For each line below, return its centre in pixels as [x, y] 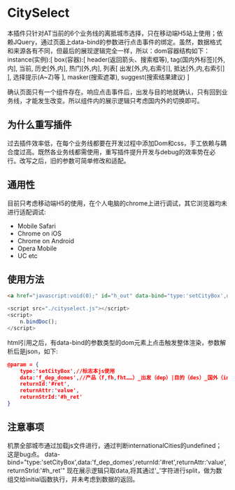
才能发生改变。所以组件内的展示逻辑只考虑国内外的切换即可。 [114, 100]
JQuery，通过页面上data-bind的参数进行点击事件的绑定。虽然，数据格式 [117, 42]
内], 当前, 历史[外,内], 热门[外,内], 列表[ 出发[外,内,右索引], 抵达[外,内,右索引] [116, 68]
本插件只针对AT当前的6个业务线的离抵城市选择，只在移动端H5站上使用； [112, 33]
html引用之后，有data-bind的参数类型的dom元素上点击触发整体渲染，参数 [114, 342]
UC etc [27, 256]
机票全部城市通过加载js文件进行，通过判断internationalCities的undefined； [115, 445]
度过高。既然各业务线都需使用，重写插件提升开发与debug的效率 [105, 151]
